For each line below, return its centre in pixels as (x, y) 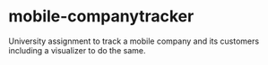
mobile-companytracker (101, 16)
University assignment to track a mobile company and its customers (134, 41)
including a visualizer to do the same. (77, 50)
